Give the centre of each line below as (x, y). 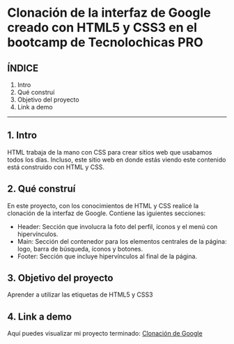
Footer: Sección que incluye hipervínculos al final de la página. (107, 256)
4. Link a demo (39, 316)
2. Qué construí (41, 189)
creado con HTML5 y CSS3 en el (102, 28)
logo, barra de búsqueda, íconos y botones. (80, 249)
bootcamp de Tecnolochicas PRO (105, 42)
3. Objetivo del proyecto (60, 278)
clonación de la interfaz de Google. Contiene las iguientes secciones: (107, 213)
